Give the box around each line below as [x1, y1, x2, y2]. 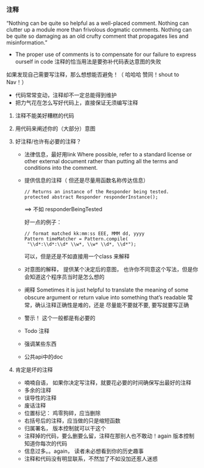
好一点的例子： [24, 218, 62, 226]
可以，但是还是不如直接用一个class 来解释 [24, 253, 130, 260]
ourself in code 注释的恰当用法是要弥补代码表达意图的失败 [15, 58, 161, 65]
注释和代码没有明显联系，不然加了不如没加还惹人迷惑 [24, 455, 158, 463]
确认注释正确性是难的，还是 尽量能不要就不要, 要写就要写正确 [35, 301, 189, 309]
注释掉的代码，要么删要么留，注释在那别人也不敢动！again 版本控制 [24, 432, 195, 439]
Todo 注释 [24, 327, 50, 335]
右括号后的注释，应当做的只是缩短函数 [24, 417, 121, 424]
